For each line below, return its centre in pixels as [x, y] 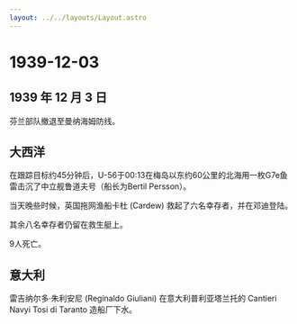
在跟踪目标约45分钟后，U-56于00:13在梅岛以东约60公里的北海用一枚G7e [145, 175]
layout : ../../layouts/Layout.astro [78, 18]
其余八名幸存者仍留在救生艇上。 [68, 225]
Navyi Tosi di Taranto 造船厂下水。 [73, 310]
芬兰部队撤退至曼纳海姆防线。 [64, 121]
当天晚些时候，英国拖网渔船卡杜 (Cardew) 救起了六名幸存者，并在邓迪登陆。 [151, 206]
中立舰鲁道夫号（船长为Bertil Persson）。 [116, 186]
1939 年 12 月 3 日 [58, 98]
